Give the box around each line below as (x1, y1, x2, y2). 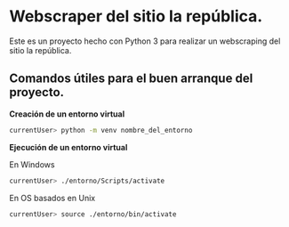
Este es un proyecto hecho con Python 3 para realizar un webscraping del (9, 36, 281, 46)
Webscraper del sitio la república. (9, 6, 263, 27)
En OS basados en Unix (9, 192, 96, 203)
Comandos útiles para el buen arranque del (9, 71, 253, 86)
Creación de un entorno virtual (9, 109, 125, 119)
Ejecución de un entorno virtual (9, 142, 128, 152)
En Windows (9, 158, 55, 170)
